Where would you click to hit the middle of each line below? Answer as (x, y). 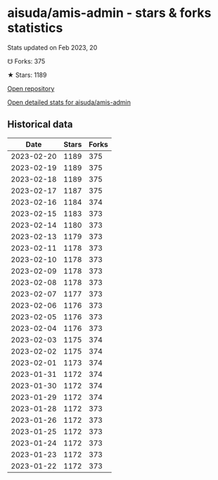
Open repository (31, 88)
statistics (35, 28)
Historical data (40, 125)
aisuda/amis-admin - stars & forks (109, 13)
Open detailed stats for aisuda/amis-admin (69, 102)
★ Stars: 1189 (27, 75)
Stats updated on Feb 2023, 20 (52, 47)
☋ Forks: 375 (26, 61)
